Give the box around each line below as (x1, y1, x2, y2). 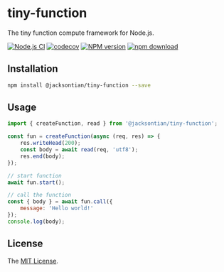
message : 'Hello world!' (20, 205, 94, 212)
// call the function (7, 192, 72, 199)
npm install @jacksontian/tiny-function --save (7, 82, 151, 89)
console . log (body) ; (7, 218, 65, 225)
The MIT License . (7, 256, 59, 265)
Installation (7, 62, 58, 75)
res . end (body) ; (20, 153, 65, 160)
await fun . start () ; (7, 179, 65, 186)
